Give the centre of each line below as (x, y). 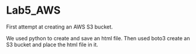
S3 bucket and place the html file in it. (52, 45)
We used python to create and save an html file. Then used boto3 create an (98, 38)
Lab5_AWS (33, 10)
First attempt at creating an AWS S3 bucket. (60, 27)
